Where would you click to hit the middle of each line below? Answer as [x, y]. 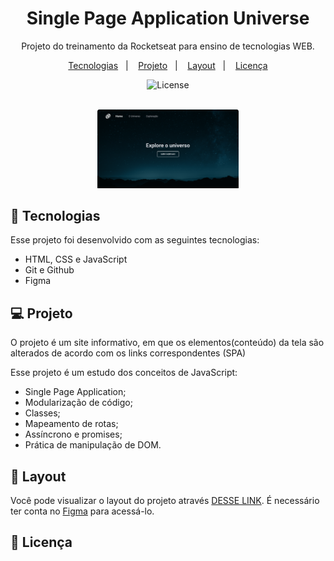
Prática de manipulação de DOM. [93, 445]
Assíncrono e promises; [73, 434]
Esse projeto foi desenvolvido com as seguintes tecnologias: [135, 240]
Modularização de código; [78, 403]
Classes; [42, 413]
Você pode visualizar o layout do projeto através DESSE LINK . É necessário [165, 500]
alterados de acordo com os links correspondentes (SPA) [128, 353]
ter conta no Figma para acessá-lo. [82, 511]
